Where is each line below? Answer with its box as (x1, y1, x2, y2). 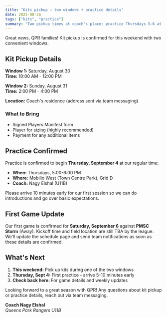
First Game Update (5, 210, 65, 218)
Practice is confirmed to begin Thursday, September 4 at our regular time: (5, 160, 159, 166)
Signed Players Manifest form (12, 122, 73, 128)
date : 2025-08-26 (5, 12, 41, 17)
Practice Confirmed (5, 147, 67, 155)
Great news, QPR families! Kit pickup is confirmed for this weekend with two (5, 35, 162, 41)
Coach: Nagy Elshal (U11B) (12, 180, 68, 186)
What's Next (5, 253, 45, 262)
